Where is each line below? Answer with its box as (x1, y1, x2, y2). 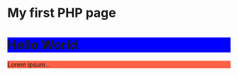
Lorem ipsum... (7, 61, 51, 69)
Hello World (7, 37, 78, 53)
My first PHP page (7, 5, 117, 21)
